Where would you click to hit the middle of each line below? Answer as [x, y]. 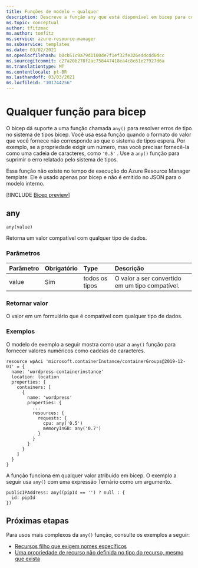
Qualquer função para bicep [76, 112]
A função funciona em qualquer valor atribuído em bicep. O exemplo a [91, 475]
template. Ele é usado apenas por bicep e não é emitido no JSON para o [94, 177]
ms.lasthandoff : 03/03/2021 [41, 77]
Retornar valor [27, 303]
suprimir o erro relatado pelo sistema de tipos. [62, 159]
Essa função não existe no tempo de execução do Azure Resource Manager [98, 171]
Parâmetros [23, 253]
